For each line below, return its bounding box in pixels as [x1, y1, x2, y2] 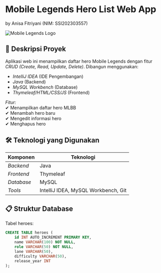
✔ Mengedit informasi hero [5, 115, 62, 121]
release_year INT [14, 258, 51, 263]
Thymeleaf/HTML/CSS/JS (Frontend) [12, 89, 90, 96]
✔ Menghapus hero [5, 120, 46, 127]
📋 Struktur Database [5, 204, 73, 213]
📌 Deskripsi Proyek [5, 44, 66, 54]
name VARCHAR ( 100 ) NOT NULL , [14, 240, 76, 245]
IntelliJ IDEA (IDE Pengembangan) [12, 73, 84, 79]
